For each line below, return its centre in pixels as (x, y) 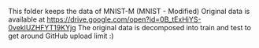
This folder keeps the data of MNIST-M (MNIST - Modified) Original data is (129, 11)
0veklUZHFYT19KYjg (42, 27)
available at (27, 19)
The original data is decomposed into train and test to (165, 27)
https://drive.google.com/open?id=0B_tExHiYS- (124, 19)
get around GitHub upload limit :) (61, 36)
